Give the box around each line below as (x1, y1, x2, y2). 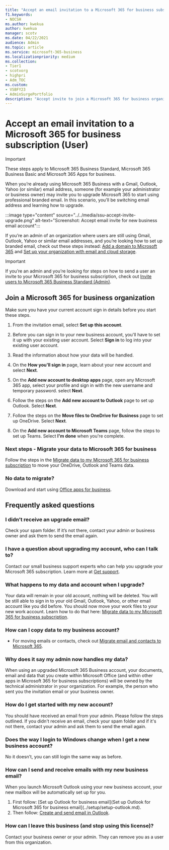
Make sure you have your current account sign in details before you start (5, 307, 156, 313)
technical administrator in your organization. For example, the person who (5, 683, 158, 689)
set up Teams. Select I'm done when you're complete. (12, 433, 125, 439)
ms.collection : (5, 59, 37, 64)
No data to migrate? (5, 475, 54, 482)
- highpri (5, 73, 26, 78)
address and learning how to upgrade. (5, 202, 84, 208)
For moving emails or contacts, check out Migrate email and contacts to (12, 638, 161, 644)
